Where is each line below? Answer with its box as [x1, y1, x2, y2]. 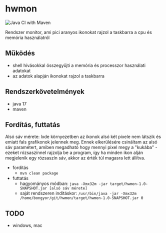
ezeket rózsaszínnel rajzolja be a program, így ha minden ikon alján [5, 149, 143, 155]
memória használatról [5, 34, 50, 40]
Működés [5, 49, 35, 57]
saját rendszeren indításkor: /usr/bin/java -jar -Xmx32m [19, 190, 136, 196]
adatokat [12, 67, 31, 73]
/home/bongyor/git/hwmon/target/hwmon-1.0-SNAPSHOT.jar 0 [19, 195, 143, 200]
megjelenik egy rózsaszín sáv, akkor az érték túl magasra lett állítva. [5, 155, 145, 161]
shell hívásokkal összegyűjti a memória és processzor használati [12, 62, 146, 68]
